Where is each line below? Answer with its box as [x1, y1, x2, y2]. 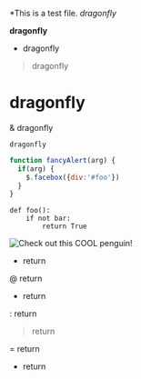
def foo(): [9, 206, 51, 215]
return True [42, 222, 88, 231]
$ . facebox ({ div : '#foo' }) [25, 173, 120, 182]
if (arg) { [17, 164, 55, 174]
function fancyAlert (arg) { [9, 155, 116, 165]
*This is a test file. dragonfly [9, 8, 116, 18]
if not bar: [25, 214, 71, 224]
